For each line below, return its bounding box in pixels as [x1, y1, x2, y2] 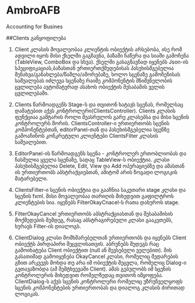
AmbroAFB [6, 4, 60, 17]
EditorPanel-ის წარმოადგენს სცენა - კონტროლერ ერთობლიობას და [14, 149, 187, 157]
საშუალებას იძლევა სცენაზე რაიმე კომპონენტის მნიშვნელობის [14, 77, 173, 84]
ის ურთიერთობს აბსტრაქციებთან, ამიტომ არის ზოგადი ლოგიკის [14, 168, 178, 175]
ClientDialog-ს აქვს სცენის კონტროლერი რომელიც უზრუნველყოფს [14, 278, 183, 285]
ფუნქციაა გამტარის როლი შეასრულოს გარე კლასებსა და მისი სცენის [14, 113, 190, 121]
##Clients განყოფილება [6, 34, 66, 41]
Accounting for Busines [6, 23, 63, 30]
